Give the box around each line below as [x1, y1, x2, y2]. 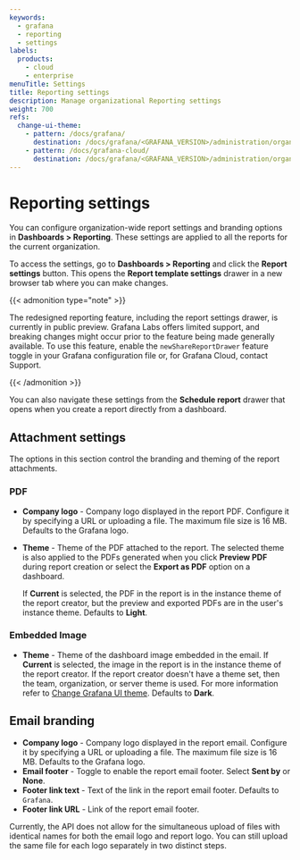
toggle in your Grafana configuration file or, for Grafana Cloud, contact [9, 350, 269, 361]
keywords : [9, 13, 46, 22]
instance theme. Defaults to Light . [21, 607, 148, 618]
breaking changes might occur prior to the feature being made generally [9, 332, 275, 342]
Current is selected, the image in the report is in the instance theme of [21, 659, 282, 670]
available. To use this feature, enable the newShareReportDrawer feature [9, 341, 270, 351]
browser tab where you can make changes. [9, 278, 169, 289]
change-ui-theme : [17, 122, 82, 131]
